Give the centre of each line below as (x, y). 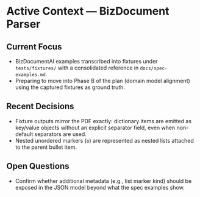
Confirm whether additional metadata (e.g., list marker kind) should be (103, 181)
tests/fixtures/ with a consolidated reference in (77, 68)
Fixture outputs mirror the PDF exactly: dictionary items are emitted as (103, 121)
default (24, 134)
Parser (23, 24)
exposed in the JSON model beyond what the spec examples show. (100, 187)
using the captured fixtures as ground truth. (70, 87)
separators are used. (60, 134)
